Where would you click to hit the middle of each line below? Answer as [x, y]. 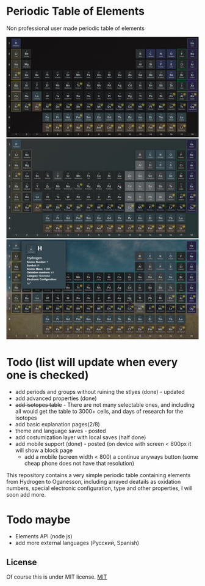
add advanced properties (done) [56, 398]
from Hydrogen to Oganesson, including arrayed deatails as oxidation [94, 482]
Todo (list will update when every [92, 362]
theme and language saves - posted [60, 431]
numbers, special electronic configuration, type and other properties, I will [99, 488]
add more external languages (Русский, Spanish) [77, 543]
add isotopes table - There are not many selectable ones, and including [105, 405]
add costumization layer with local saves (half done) [81, 437]
